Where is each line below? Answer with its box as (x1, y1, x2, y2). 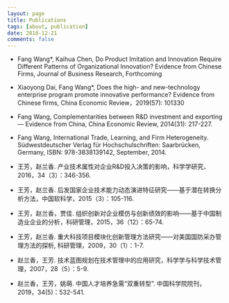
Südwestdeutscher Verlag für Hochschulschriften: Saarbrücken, (17, 141, 201, 149)
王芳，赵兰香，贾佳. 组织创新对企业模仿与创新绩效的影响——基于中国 (17, 209, 216, 218)
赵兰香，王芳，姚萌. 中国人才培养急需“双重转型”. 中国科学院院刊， (17, 279, 206, 288)
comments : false (7, 36, 54, 43)
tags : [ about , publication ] (7, 23, 89, 30)
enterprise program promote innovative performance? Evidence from (17, 91, 215, 99)
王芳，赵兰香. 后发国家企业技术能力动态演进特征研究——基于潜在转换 (17, 186, 216, 194)
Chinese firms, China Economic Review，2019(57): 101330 (17, 98, 185, 107)
